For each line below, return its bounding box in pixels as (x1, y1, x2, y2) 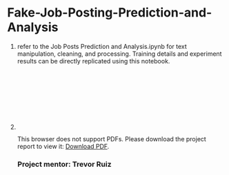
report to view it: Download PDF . (17, 142, 110, 150)
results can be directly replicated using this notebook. (17, 56, 170, 65)
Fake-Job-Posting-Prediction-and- (7, 5, 212, 21)
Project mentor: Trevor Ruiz (17, 159, 112, 169)
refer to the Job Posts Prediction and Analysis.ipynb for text (17, 42, 188, 50)
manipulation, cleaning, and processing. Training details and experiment (17, 50, 222, 58)
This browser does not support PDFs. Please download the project (17, 134, 207, 143)
